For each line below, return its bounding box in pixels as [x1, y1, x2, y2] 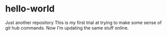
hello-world [5, 3, 55, 14]
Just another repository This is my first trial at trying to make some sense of [5, 19, 162, 25]
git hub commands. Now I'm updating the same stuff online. [5, 24, 129, 30]
